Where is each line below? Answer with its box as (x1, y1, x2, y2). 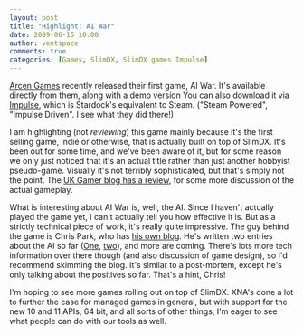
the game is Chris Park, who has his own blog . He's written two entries (9, 231, 273, 241)
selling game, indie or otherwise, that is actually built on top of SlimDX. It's (9, 137, 287, 147)
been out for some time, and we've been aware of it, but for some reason (9, 146, 282, 157)
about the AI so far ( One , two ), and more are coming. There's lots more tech (9, 241, 292, 251)
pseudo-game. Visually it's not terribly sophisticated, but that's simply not (9, 165, 285, 176)
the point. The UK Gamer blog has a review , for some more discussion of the (9, 175, 295, 186)
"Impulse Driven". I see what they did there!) (9, 110, 175, 120)
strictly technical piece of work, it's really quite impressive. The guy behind (9, 221, 289, 232)
